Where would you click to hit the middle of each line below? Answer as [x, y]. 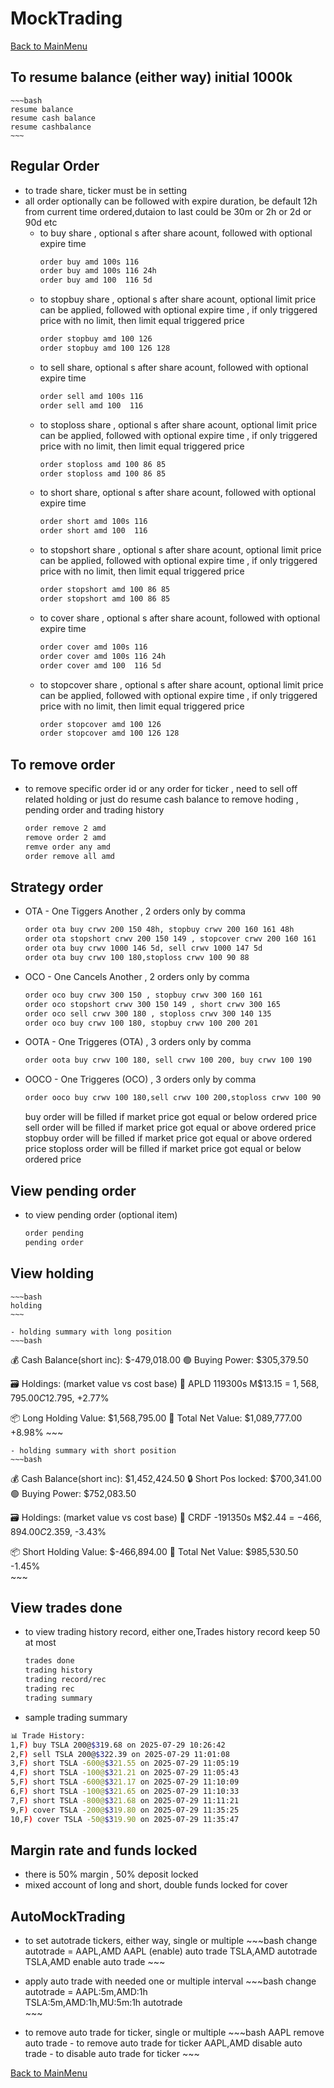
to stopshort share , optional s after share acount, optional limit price [180, 550]
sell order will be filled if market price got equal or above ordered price [170, 1128]
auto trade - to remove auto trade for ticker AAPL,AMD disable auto [163, 2043]
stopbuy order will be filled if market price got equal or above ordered [168, 1138]
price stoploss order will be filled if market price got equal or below [163, 1149]
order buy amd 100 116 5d [96, 280]
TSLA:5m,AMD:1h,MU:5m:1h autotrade [103, 2003]
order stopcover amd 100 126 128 [109, 733]
